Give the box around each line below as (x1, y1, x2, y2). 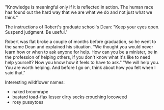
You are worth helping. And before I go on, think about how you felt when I (5, 65, 156, 70)
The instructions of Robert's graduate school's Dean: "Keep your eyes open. (5, 24, 160, 30)
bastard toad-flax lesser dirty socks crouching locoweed (12, 94, 127, 100)
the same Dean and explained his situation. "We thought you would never (5, 44, 154, 49)
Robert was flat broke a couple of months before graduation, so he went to (5, 39, 156, 44)
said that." (5, 70, 26, 75)
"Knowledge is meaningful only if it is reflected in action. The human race (5, 4, 154, 10)
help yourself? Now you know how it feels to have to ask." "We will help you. (5, 60, 160, 65)
